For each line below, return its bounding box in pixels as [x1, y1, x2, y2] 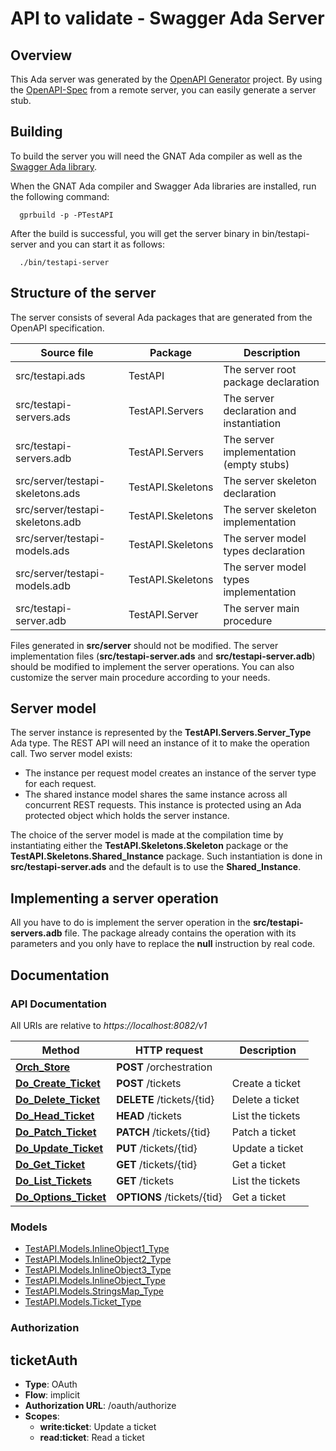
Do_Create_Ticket [15, 1076, 101, 1090]
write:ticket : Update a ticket [39, 1420, 157, 1432]
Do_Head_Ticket [15, 1108, 95, 1122]
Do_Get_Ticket [15, 1157, 86, 1171]
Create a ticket [231, 1076, 301, 1090]
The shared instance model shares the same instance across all [24, 788, 288, 801]
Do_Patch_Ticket [15, 1125, 97, 1139]
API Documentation [10, 997, 108, 1011]
